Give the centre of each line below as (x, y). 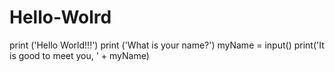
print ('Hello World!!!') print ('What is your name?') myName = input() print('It (167, 45)
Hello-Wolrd (60, 17)
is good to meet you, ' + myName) (79, 55)
